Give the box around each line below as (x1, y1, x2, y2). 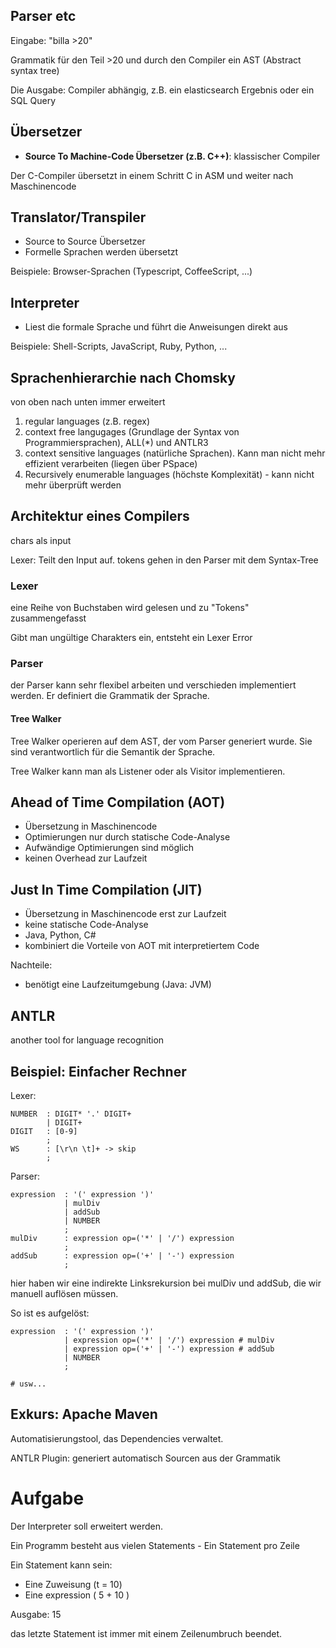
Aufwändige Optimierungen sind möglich (24, 842, 195, 854)
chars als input (10, 534, 72, 546)
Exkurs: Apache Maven (10, 1406, 158, 1423)
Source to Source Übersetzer (24, 235, 146, 248)
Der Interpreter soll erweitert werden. (10, 1520, 164, 1532)
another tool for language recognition (10, 1034, 165, 1046)
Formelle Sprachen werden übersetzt (24, 246, 179, 258)
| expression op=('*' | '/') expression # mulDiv (63, 1335, 275, 1345)
